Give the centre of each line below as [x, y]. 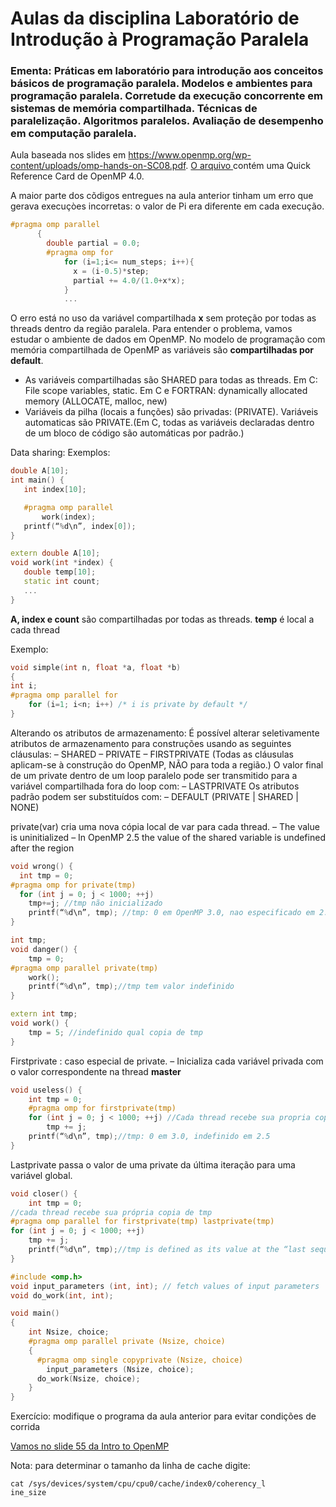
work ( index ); [69, 517]
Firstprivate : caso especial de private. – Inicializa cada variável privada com [167, 1061]
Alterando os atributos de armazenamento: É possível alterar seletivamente [165, 733]
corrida [25, 1427]
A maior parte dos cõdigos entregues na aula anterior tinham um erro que [162, 196]
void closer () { [44, 1193]
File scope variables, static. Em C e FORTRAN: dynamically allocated [166, 391]
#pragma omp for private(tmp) [73, 885]
